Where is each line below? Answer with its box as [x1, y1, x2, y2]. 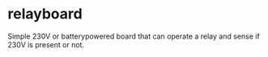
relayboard [7, 5, 83, 23]
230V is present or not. [7, 39, 85, 49]
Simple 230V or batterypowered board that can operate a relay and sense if [7, 31, 260, 41]
